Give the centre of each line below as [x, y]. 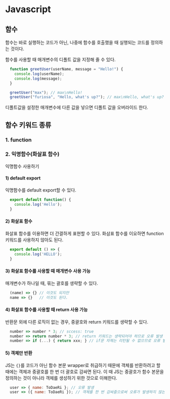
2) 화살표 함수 [19, 221]
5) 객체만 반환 [19, 353]
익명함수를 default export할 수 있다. [41, 190]
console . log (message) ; [38, 79]
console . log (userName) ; [39, 74]
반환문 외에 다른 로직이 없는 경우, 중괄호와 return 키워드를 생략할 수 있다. [77, 322]
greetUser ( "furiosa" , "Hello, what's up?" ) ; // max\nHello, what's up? [87, 97]
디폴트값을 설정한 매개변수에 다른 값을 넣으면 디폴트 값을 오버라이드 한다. [77, 107]
